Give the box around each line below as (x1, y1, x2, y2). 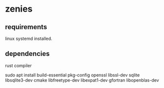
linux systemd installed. (5, 35, 53, 41)
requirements (5, 23, 47, 31)
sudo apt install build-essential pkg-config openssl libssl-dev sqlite (5, 72, 140, 78)
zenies (5, 3, 33, 15)
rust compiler (5, 62, 32, 69)
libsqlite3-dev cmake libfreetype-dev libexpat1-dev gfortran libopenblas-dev (5, 77, 159, 83)
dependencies (5, 50, 50, 58)
